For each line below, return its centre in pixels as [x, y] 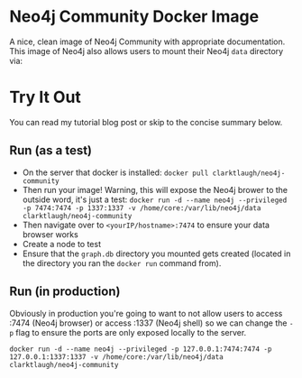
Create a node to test [62, 244]
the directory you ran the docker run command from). [122, 263]
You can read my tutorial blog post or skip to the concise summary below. [146, 122]
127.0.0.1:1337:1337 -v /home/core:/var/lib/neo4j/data [116, 357]
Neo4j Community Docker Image [134, 17]
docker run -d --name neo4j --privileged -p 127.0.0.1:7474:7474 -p [141, 349]
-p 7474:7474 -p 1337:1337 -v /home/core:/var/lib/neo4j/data [142, 208]
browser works [50, 234]
